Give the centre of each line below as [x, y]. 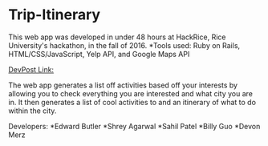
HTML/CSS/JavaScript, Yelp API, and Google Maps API [99, 54]
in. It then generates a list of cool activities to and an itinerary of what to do [132, 102]
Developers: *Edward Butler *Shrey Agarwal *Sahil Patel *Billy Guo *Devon [134, 126]
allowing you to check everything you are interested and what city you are [130, 93]
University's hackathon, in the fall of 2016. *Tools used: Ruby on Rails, [124, 45]
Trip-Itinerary [55, 15]
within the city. [32, 111]
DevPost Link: [31, 69]
